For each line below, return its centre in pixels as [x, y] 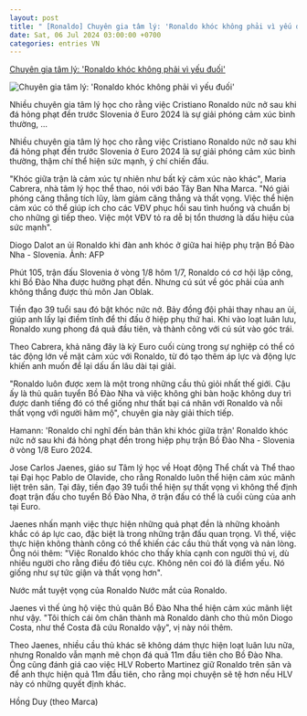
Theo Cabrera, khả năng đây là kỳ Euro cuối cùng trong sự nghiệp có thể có [152, 347]
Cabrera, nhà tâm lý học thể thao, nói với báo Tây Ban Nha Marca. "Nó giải [149, 189]
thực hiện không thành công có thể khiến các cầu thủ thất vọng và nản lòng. [153, 543]
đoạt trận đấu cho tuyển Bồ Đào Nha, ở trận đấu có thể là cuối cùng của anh [153, 497]
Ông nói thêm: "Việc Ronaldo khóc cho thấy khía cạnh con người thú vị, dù [149, 553]
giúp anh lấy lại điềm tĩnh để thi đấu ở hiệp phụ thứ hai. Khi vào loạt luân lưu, [153, 320]
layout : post [34, 18]
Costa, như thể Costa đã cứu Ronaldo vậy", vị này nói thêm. [121, 627]
